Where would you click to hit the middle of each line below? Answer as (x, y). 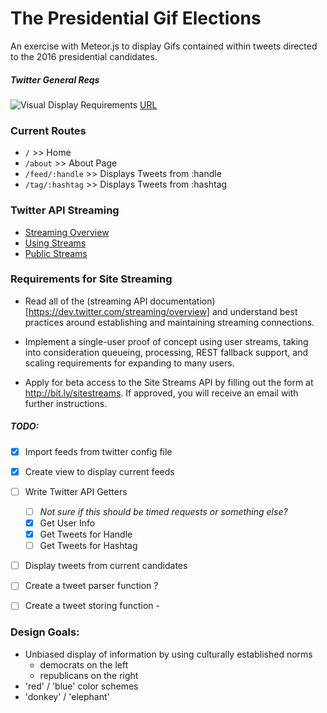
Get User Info (67, 523)
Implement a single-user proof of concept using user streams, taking (166, 341)
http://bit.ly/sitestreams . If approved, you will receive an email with (161, 393)
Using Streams (55, 243)
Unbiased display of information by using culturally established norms (168, 654)
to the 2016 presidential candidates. (84, 56)
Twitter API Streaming (65, 210)
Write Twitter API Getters (76, 491)
